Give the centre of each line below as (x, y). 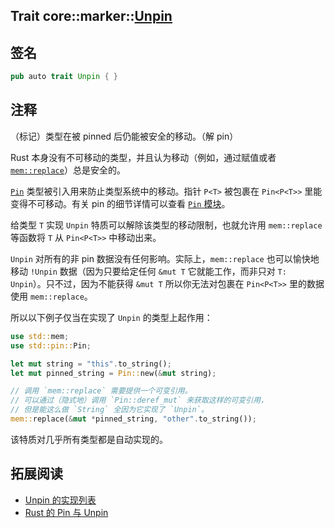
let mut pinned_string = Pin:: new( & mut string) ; (113, 373)
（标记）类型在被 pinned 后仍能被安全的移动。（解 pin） (124, 136)
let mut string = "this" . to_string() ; (91, 364)
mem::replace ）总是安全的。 (68, 170)
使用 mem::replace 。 (51, 296)
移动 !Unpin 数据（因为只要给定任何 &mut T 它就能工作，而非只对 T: (148, 271)
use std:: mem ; (40, 336)
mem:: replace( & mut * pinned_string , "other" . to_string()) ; (133, 419)
